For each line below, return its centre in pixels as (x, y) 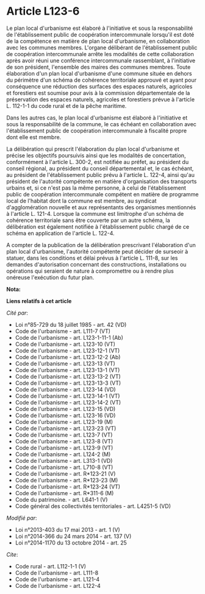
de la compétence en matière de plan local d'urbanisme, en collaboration (98, 41)
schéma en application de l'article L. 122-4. (60, 233)
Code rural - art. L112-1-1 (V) (51, 566)
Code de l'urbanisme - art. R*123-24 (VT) (68, 487)
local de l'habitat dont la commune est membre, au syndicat (81, 201)
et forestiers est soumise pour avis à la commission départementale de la (98, 93)
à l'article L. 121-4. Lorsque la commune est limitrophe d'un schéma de (95, 213)
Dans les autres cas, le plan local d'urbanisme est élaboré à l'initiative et (97, 118)
